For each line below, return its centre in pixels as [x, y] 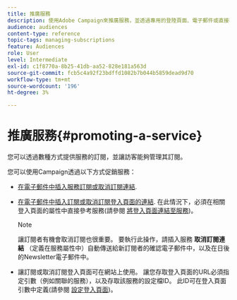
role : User [23, 54]
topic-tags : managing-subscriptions [61, 40]
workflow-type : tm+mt [39, 79]
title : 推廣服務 [29, 14]
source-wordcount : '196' [44, 86]
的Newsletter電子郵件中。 [55, 257]
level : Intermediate [38, 60]
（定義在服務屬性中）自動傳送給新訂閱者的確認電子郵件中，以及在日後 [128, 248]
